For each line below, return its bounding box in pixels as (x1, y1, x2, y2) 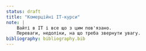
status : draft (6, 8, 41, 15)
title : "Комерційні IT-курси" (6, 14, 81, 20)
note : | (6, 19, 25, 25)
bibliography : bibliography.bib (6, 36, 85, 42)
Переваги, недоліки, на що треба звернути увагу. (16, 30, 141, 36)
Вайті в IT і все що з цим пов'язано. (16, 25, 112, 31)
